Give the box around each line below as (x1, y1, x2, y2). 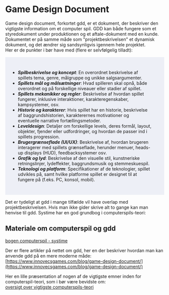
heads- (135, 144, 150, 150)
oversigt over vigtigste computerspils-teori (5, 284, 94, 290)
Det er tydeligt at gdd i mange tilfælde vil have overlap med (5, 199, 129, 205)
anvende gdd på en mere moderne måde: (5, 253, 92, 259)
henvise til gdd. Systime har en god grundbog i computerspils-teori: (5, 209, 146, 215)
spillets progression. (18, 134, 60, 140)
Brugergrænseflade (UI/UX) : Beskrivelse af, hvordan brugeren (18, 139, 149, 145)
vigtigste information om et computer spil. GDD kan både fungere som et (5, 25, 156, 31)
